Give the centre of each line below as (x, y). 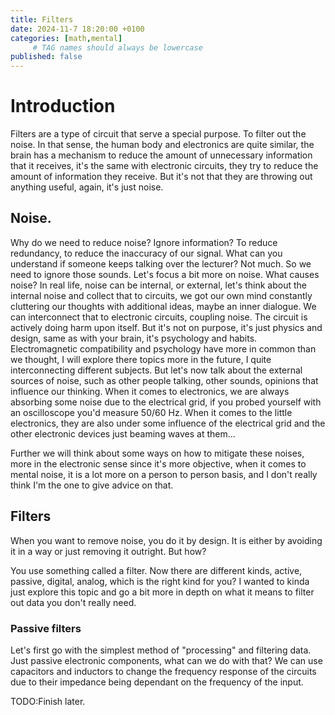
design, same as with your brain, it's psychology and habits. (134, 338)
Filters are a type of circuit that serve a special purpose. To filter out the (158, 134)
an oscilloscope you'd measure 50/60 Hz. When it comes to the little (151, 412)
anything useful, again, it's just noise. (87, 187)
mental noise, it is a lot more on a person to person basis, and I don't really (164, 474)
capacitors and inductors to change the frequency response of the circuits (163, 671)
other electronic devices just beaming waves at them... (123, 433)
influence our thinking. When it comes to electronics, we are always (150, 391)
